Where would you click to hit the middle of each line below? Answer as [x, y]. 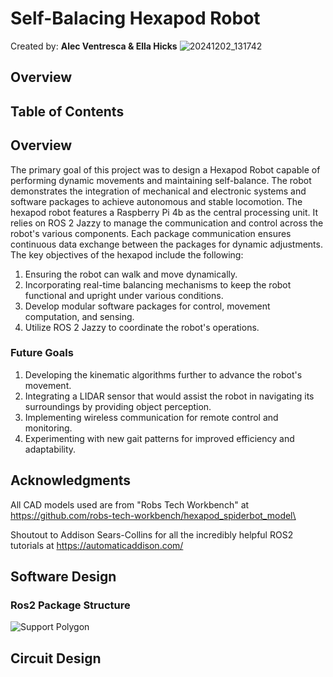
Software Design [63, 577]
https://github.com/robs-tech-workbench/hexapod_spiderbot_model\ [153, 515]
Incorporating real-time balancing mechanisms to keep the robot [158, 284]
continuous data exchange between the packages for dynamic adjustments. [166, 244]
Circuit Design [56, 658]
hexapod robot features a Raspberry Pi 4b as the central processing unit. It [164, 212]
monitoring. [48, 428]
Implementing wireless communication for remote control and [151, 417]
